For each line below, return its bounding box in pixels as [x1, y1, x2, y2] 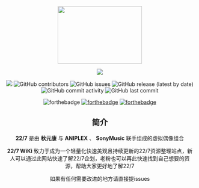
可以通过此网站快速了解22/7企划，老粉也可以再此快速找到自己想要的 [14, 154, 185, 162]
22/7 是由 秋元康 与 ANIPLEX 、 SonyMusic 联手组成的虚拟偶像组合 [16, 135, 184, 142]
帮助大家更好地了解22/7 [75, 162, 135, 169]
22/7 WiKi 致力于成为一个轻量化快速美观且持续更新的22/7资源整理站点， [7, 147, 188, 154]
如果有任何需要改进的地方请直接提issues [49, 175, 150, 182]
